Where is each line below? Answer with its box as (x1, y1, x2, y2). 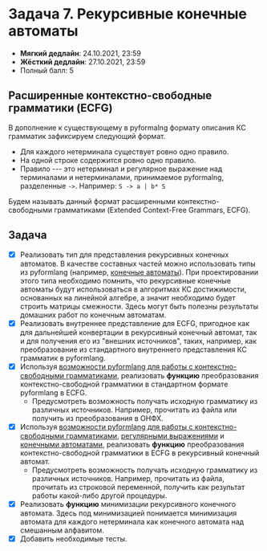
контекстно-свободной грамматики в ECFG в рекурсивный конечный (19, 447, 260, 458)
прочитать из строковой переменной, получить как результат (31, 482, 245, 492)
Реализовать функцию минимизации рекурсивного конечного (19, 499, 237, 508)
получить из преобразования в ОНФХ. (31, 413, 164, 422)
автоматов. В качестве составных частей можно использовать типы (19, 259, 257, 268)
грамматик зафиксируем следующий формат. (8, 131, 166, 141)
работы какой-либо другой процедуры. (31, 491, 168, 500)
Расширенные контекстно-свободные (8, 89, 212, 103)
